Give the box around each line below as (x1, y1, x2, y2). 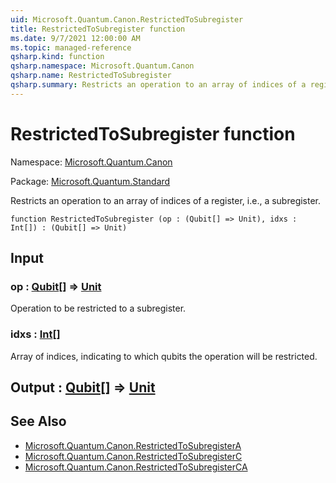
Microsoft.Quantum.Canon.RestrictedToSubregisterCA (24, 461, 248, 473)
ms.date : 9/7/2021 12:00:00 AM (10, 33, 141, 43)
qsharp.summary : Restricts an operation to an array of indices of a (10, 80, 307, 90)
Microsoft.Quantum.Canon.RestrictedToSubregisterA (24, 439, 242, 451)
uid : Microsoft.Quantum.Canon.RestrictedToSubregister (10, 14, 244, 25)
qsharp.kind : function (10, 52, 105, 62)
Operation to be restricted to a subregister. (10, 302, 187, 315)
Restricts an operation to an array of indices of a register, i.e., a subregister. (10, 194, 322, 206)
